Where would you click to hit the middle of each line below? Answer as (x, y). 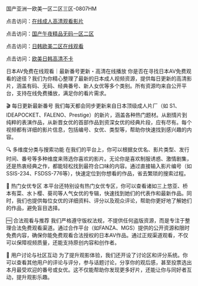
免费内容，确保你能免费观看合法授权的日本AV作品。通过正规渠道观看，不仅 (97, 235)
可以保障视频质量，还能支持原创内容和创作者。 (63, 242)
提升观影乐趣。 (34, 277)
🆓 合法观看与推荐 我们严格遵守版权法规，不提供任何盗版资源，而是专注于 (96, 220)
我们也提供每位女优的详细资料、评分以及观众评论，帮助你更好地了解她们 (104, 201)
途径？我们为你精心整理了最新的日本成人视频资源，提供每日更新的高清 (101, 79)
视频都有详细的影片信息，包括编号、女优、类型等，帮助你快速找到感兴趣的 (96, 129)
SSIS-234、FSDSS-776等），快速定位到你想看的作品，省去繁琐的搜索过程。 (98, 173)
